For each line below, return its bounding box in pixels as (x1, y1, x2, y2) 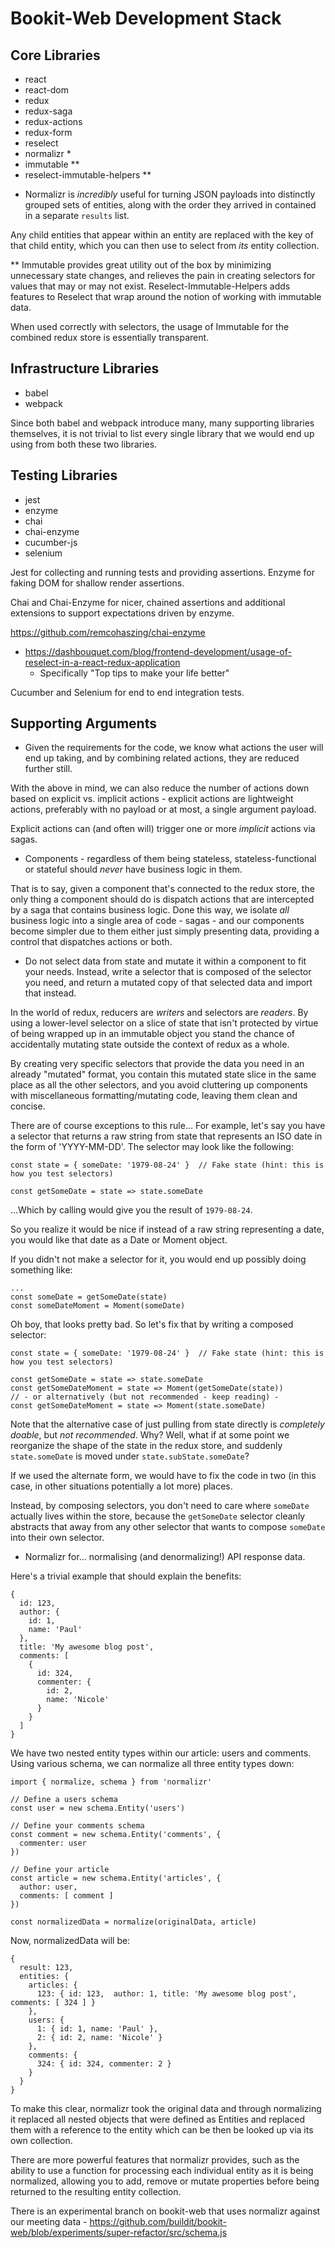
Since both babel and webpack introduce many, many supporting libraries (10, 417, 315, 429)
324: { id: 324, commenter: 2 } (36, 2059, 172, 2069)
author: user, (19, 1882, 78, 1892)
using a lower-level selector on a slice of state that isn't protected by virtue (10, 1017, 319, 1029)
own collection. (10, 2135, 73, 2147)
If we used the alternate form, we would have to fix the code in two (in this (10, 1470, 317, 1482)
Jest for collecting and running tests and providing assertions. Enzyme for (10, 566, 315, 578)
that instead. (24, 987, 77, 999)
